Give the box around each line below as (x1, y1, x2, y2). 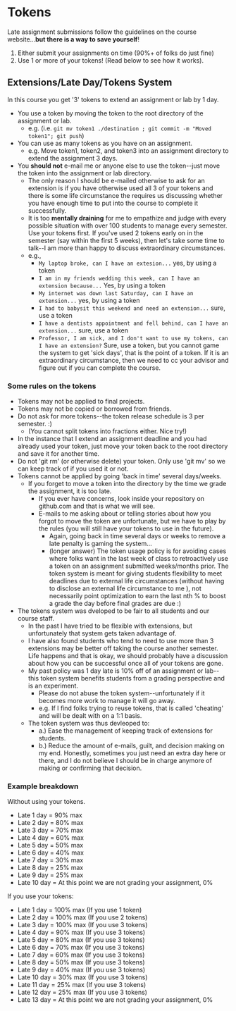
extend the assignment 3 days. (27, 154, 118, 162)
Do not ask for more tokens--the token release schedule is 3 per (17, 412, 204, 421)
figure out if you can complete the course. (38, 364, 161, 372)
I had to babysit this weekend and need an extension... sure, (38, 304, 225, 312)
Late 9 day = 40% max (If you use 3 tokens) (17, 966, 146, 974)
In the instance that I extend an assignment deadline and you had (17, 435, 207, 443)
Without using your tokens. (7, 798, 86, 806)
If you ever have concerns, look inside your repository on (38, 495, 205, 503)
